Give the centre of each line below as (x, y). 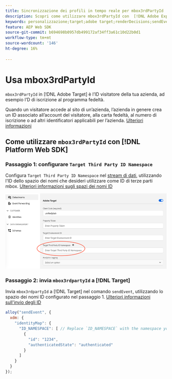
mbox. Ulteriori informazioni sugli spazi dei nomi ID (59, 186)
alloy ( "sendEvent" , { (28, 313)
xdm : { (17, 318)
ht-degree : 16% (21, 49)
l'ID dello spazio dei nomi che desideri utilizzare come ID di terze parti (79, 181)
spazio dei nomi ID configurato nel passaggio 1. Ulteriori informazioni (78, 297)
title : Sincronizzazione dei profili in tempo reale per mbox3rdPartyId (84, 11)
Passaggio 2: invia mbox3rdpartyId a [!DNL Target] (68, 280)
